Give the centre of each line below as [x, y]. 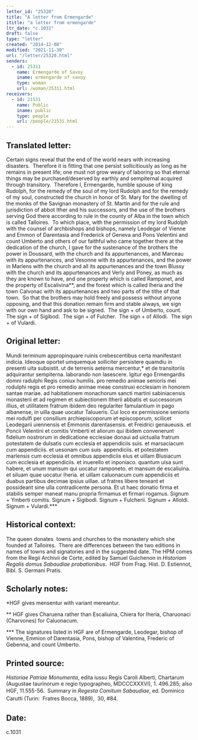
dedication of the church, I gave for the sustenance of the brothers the [92, 247]
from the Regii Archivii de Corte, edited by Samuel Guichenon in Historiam [96, 558]
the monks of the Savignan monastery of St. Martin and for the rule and [93, 203]
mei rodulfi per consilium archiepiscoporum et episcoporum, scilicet [89, 418]
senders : [17, 61]
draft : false [22, 34]
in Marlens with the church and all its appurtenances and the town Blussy [95, 266]
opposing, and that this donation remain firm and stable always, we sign [94, 304]
